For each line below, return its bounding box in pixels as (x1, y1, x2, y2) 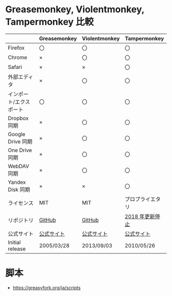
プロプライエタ (124, 196, 161, 203)
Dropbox (8, 114, 29, 121)
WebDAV (8, 162, 30, 170)
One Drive (8, 146, 32, 154)
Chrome (8, 54, 27, 61)
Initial (8, 239, 21, 246)
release (8, 245, 26, 252)
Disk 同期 (8, 186, 30, 193)
